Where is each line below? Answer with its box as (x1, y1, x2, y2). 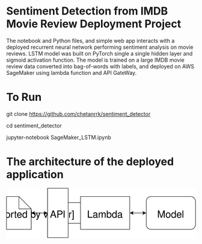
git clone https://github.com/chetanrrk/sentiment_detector (6, 110, 151, 117)
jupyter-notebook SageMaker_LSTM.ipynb (6, 133, 111, 141)
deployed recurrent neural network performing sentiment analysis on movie (6, 43, 194, 51)
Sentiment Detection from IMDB (6, 4, 168, 18)
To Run (6, 91, 42, 104)
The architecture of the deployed (6, 155, 174, 169)
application (6, 168, 64, 182)
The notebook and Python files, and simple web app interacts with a (6, 37, 175, 44)
